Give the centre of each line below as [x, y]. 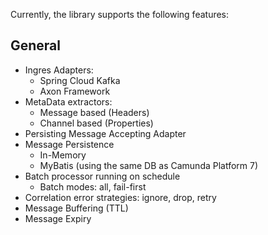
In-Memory [63, 155]
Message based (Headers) [94, 112]
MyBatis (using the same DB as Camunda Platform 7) [149, 165]
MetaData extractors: [68, 101]
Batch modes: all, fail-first [93, 186]
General [36, 45]
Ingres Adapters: [59, 70]
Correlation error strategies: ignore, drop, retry [120, 197]
